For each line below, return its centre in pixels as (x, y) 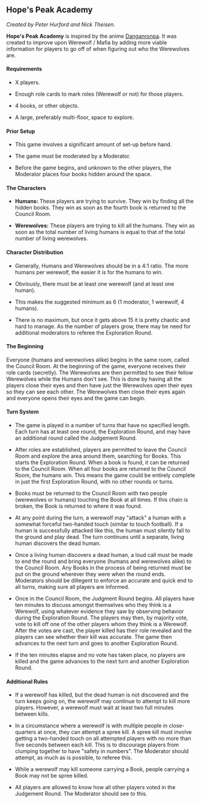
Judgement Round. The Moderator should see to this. (81, 794)
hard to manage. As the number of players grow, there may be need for (103, 326)
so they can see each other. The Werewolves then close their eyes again (96, 392)
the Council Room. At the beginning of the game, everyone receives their (96, 366)
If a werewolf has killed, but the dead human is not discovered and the (102, 695)
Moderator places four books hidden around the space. (83, 174)
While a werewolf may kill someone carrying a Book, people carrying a (102, 769)
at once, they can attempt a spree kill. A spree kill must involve (115, 732)
